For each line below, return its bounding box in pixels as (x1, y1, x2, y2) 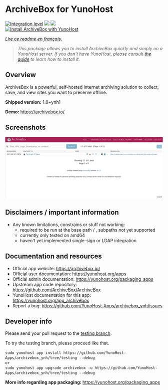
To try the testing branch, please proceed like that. (5, 340, 109, 346)
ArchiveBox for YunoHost (5, 4, 113, 15)
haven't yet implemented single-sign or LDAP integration (19, 237, 136, 244)
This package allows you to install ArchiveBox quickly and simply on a (17, 45, 163, 51)
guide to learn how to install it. (17, 56, 80, 62)
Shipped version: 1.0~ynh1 (5, 99, 61, 105)
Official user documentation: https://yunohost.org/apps (12, 271, 126, 277)
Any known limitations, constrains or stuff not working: (12, 222, 125, 228)
